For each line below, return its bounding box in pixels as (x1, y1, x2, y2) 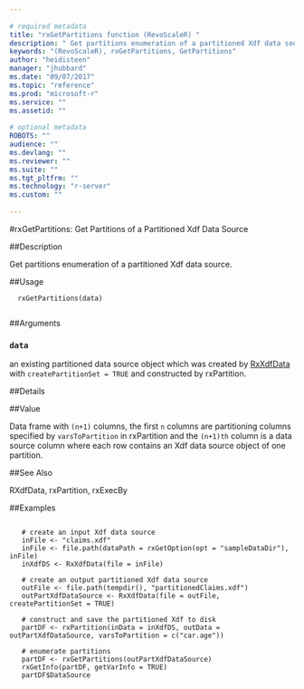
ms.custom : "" (9, 190, 63, 199)
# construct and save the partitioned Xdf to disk (21, 616, 217, 625)
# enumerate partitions (21, 647, 111, 656)
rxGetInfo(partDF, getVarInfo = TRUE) (21, 663, 168, 672)
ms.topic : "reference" (9, 81, 95, 90)
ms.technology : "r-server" (9, 182, 111, 191)
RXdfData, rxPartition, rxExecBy (9, 485, 128, 496)
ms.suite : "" (9, 165, 59, 174)
